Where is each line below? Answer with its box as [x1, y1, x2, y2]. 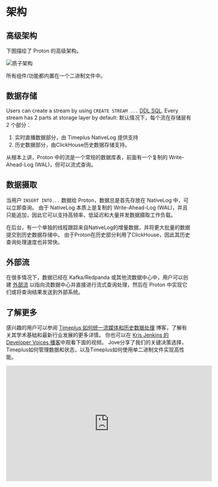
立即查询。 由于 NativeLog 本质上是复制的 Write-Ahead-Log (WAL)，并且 [11, 204, 188, 211]
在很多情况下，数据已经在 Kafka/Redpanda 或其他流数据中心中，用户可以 [6, 274, 183, 281]
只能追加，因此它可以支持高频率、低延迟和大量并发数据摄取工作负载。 [6, 211, 176, 218]
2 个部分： [6, 121, 32, 128]
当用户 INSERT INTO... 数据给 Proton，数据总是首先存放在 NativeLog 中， [6, 196, 184, 203]
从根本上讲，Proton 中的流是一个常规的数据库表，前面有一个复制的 [6, 153, 168, 160]
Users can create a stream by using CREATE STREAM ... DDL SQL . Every [6, 107, 179, 114]
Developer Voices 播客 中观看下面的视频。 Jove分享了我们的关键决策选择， [6, 339, 187, 346]
